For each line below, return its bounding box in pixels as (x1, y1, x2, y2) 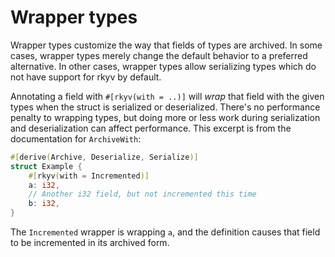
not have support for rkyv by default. (10, 71, 162, 83)
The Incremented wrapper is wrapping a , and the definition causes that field (10, 226, 321, 238)
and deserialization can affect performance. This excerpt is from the (10, 122, 292, 134)
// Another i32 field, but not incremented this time (28, 189, 257, 200)
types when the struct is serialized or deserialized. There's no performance (10, 101, 321, 113)
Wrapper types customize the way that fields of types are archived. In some (10, 39, 323, 51)
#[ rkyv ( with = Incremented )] (28, 171, 150, 181)
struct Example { (10, 161, 83, 171)
